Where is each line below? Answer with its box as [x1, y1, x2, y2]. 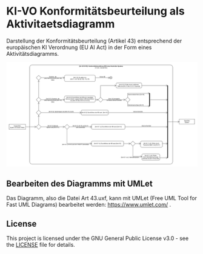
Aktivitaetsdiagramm [6, 17, 115, 31]
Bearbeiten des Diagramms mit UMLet [6, 178, 153, 189]
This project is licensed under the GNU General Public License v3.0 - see [6, 235, 189, 242]
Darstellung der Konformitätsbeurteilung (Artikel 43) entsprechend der [6, 37, 182, 44]
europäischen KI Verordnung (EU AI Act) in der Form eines [6, 44, 152, 51]
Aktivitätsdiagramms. [6, 50, 59, 57]
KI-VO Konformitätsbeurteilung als [6, 4, 185, 18]
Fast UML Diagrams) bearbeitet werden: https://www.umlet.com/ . [6, 201, 171, 209]
